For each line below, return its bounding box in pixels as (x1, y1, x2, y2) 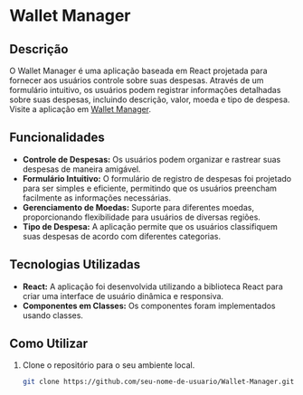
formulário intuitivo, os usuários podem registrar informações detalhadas (9, 85, 281, 95)
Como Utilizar (9, 336, 89, 352)
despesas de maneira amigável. (22, 164, 141, 174)
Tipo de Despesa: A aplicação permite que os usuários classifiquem (22, 221, 279, 231)
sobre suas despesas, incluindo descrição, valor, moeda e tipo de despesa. (9, 94, 290, 105)
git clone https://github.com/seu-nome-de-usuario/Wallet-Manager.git (22, 377, 295, 387)
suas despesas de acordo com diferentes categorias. (22, 230, 222, 241)
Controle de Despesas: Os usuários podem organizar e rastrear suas (22, 154, 281, 165)
